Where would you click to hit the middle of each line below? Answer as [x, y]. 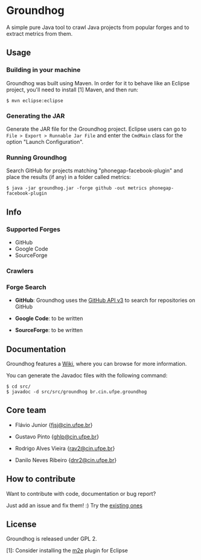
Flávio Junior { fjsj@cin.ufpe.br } [54, 425]
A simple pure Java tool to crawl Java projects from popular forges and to [98, 27]
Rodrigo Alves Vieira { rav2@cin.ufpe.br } [65, 448]
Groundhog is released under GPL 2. [52, 539]
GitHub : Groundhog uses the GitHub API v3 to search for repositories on [105, 301]
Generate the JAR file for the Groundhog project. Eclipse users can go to [97, 129]
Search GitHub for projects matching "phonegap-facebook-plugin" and [94, 171]
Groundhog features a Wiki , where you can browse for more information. [97, 363]
